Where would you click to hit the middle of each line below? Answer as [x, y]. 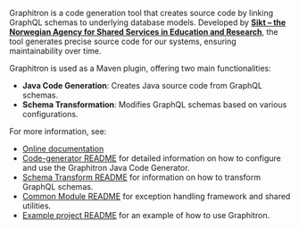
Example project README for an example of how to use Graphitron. [146, 215]
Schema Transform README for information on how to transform [141, 177]
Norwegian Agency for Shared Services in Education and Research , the [144, 32]
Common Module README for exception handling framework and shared [156, 196]
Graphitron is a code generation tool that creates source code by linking [141, 13]
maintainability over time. [55, 51]
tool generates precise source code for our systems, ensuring [123, 41]
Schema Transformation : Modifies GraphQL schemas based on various [154, 105]
